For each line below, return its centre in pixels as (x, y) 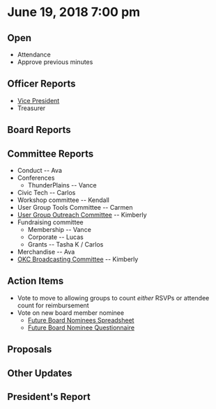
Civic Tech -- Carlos (46, 193)
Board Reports (39, 130)
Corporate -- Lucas (55, 237)
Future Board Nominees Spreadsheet (81, 320)
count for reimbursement (53, 305)
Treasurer (31, 108)
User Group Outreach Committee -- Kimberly (82, 215)
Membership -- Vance (60, 230)
